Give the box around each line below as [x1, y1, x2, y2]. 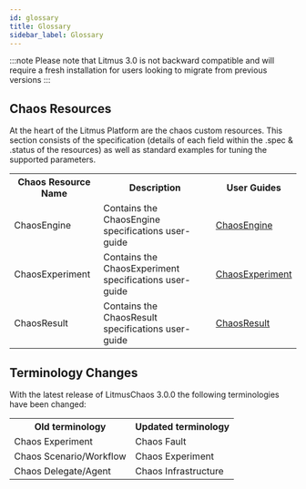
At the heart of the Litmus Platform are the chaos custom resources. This [9, 125, 283, 137]
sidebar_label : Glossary [9, 30, 104, 39]
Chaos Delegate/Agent [14, 465, 111, 477]
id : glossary [9, 13, 59, 23]
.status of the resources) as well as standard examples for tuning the [9, 145, 267, 156]
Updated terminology [135, 421, 230, 433]
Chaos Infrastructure [135, 465, 225, 477]
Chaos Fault [135, 435, 187, 447]
